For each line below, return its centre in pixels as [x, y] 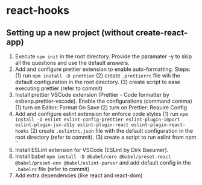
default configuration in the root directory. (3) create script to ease [98, 82]
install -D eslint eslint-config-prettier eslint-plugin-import [97, 120]
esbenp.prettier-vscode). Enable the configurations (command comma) [104, 101]
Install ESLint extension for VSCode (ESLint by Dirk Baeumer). [92, 150]
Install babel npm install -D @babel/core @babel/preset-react [93, 156]
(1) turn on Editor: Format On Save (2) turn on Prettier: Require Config [101, 108]
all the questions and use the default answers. [72, 63]
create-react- [162, 33]
